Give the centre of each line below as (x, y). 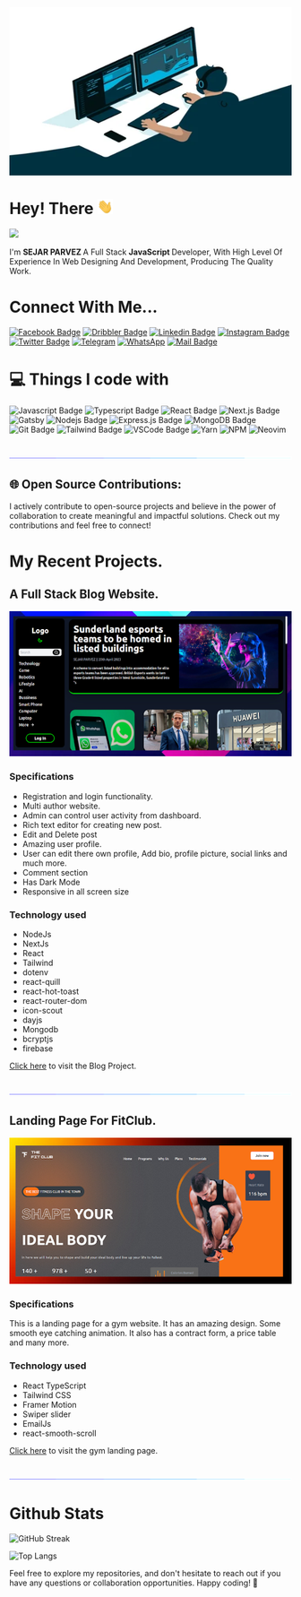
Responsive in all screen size (76, 891)
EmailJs (37, 1423)
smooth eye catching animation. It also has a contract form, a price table (143, 1334)
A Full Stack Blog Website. (84, 595)
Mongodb (40, 1029)
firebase (38, 1048)
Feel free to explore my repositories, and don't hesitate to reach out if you (145, 1573)
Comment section (55, 872)
